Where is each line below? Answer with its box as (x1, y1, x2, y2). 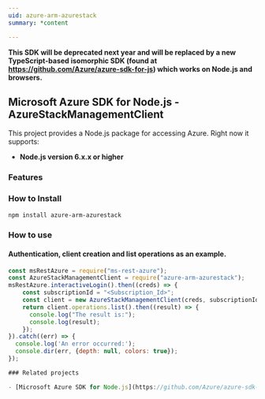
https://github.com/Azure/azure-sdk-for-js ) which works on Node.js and (8, 64, 252, 73)
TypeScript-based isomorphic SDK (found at (8, 56, 158, 65)
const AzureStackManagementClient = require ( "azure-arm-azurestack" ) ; (8, 274, 245, 282)
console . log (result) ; (28, 318, 101, 326)
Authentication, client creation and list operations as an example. (8, 249, 227, 259)
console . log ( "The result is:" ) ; (28, 311, 136, 319)
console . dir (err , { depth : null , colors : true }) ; (15, 348, 178, 356)
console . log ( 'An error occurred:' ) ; (15, 340, 136, 348)
